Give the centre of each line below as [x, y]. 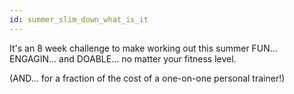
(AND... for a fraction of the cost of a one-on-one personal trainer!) [147, 78]
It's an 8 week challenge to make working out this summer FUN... [143, 48]
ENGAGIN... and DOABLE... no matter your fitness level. [123, 58]
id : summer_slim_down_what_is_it [79, 19]
